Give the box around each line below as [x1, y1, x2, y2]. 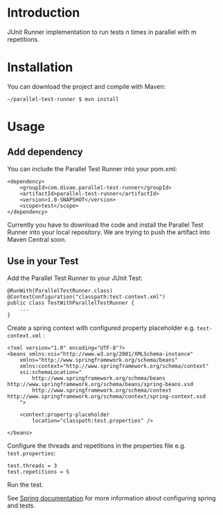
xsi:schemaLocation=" [19, 369, 82, 376]
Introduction [7, 5, 80, 21]
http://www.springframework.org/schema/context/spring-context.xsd [7, 393, 206, 400]
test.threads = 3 [7, 462, 57, 469]
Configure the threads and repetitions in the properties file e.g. [7, 442, 186, 450]
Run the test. [7, 480, 44, 489]
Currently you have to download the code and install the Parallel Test [7, 220, 204, 229]
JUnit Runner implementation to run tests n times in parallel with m [7, 28, 197, 36]
